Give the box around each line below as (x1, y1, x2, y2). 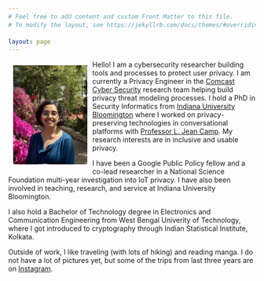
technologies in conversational (129, 119, 229, 128)
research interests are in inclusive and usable (92, 135, 239, 144)
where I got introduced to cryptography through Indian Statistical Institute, (8, 224, 248, 233)
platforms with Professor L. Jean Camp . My (92, 126, 233, 137)
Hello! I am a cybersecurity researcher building (92, 60, 244, 70)
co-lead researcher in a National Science (92, 167, 225, 177)
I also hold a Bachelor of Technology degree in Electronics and (8, 207, 211, 217)
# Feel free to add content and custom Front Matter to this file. (8, 13, 234, 20)
